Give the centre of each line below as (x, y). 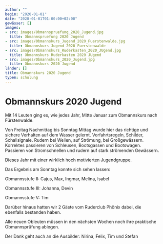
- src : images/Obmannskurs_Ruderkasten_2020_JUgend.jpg (63, 50)
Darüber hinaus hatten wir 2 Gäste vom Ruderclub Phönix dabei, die (73, 207)
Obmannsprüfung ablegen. (32, 226)
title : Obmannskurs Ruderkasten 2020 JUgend (55, 55)
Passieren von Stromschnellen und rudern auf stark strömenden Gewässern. (82, 150)
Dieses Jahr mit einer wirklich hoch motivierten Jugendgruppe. (68, 160)
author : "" (16, 9)
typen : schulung (21, 77)
